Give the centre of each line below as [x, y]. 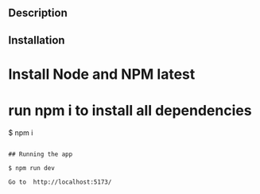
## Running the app [41, 154]
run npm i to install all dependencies [130, 111]
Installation [37, 40]
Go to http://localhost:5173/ [60, 182]
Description [38, 13]
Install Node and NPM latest [102, 74]
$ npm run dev [32, 168]
